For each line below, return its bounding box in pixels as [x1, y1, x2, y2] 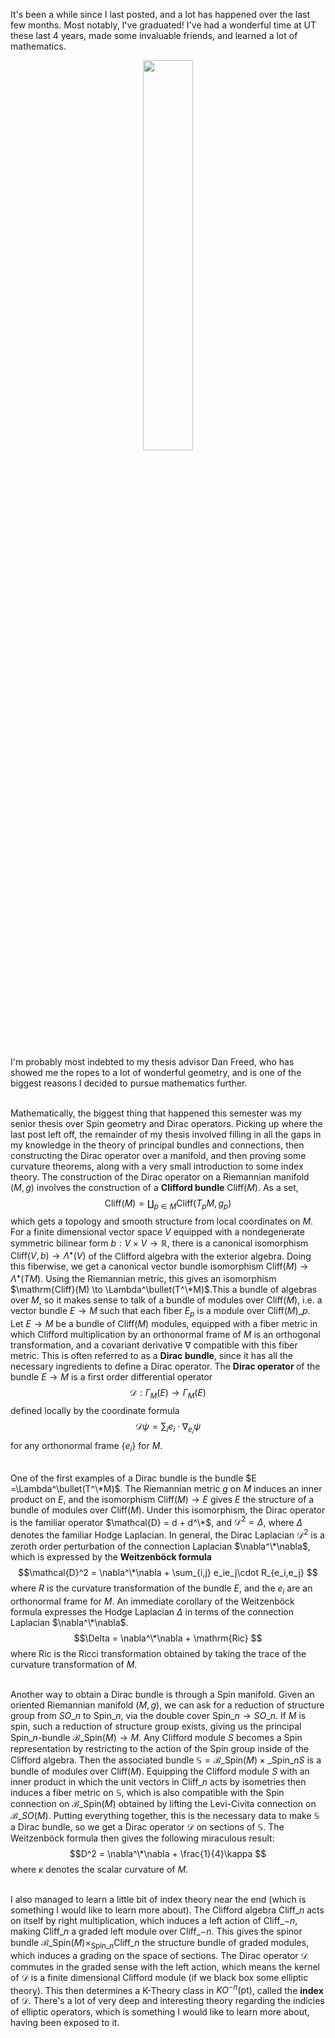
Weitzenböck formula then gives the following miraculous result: [10, 1832, 275, 1844]
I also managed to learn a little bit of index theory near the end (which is [10, 1893, 307, 1905]
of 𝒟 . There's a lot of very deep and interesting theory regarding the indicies [10, 1995, 325, 2007]
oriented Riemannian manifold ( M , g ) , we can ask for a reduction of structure [10, 1699, 325, 1711]
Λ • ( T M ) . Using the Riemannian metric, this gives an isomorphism [10, 1271, 277, 1285]
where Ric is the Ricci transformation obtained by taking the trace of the [10, 1647, 307, 1659]
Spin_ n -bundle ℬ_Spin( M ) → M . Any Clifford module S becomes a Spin [10, 1731, 303, 1743]
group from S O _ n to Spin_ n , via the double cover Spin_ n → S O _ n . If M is [10, 1709, 307, 1721]
